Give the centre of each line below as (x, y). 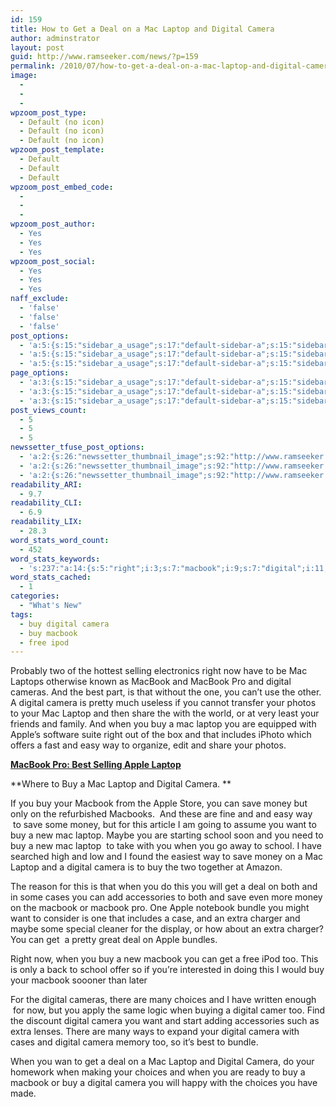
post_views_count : (48, 410)
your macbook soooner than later (79, 980)
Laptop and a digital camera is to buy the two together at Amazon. (146, 867)
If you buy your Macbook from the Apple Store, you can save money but (159, 803)
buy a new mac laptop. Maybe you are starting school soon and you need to (167, 835)
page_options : (40, 373)
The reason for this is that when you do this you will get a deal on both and (164, 887)
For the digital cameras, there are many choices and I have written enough (163, 1000)
